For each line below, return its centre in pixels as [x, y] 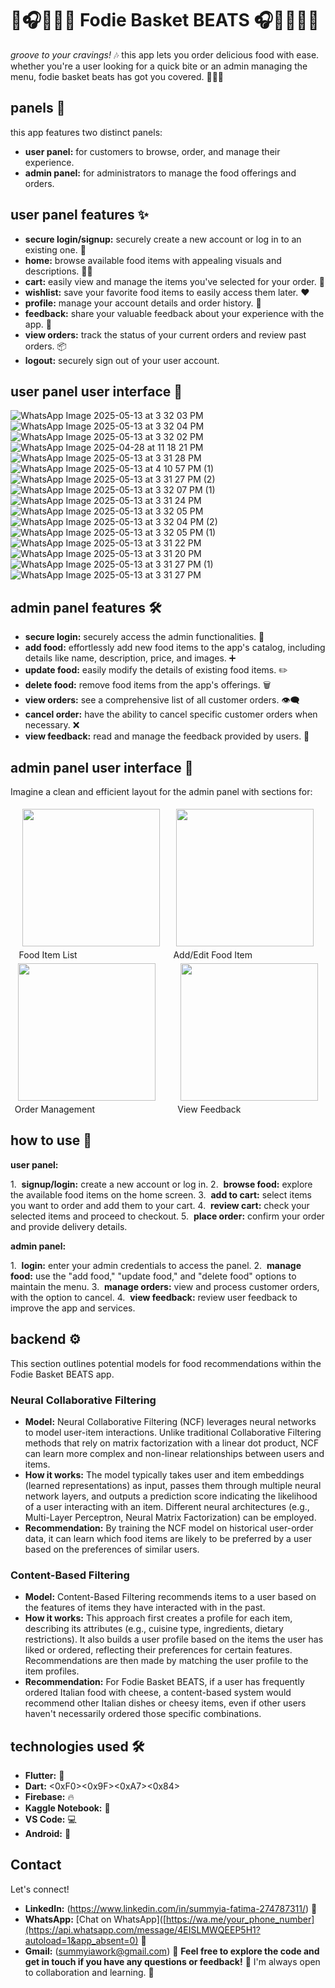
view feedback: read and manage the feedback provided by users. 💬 [167, 736]
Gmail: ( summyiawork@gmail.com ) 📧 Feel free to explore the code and [172, 1951]
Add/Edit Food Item [213, 955]
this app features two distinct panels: [86, 132]
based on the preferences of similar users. [112, 1549]
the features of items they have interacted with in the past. [145, 1608]
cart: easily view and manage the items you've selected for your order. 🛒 [174, 281]
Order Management [55, 1109]
